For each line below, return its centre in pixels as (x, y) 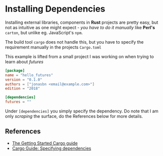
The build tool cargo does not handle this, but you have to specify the (74, 42)
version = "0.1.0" (24, 79)
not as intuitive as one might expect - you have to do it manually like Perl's (80, 27)
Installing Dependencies (55, 9)
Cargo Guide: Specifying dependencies (52, 148)
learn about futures (24, 62)
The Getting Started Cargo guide (45, 143)
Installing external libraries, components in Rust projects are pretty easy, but (82, 22)
